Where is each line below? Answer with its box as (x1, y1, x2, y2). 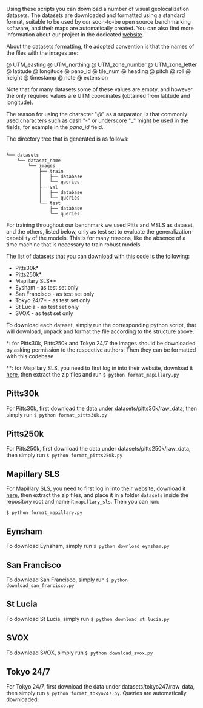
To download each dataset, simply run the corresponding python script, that (6, 322, 196, 328)
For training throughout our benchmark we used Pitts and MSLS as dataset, (6, 221, 195, 229)
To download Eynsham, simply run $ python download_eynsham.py (6, 543, 170, 550)
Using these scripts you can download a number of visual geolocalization (6, 5, 190, 12)
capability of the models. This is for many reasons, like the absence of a (6, 234, 186, 241)
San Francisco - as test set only (15, 290, 95, 297)
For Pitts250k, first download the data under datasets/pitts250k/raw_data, (6, 445, 191, 452)
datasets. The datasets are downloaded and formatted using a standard (6, 12, 185, 19)
